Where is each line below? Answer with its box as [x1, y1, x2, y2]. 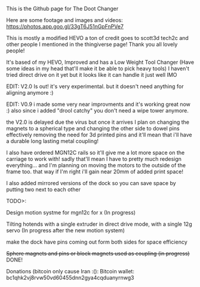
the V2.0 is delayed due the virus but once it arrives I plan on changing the [6, 118, 190, 126]
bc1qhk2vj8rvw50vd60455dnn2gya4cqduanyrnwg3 [6, 274, 134, 281]
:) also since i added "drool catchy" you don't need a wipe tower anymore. [6, 107, 189, 114]
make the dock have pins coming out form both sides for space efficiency [6, 238, 188, 245]
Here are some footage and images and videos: [6, 17, 124, 23]
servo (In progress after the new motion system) [6, 227, 125, 234]
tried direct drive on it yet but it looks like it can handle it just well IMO [6, 71, 177, 78]
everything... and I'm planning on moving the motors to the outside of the [6, 162, 186, 169]
